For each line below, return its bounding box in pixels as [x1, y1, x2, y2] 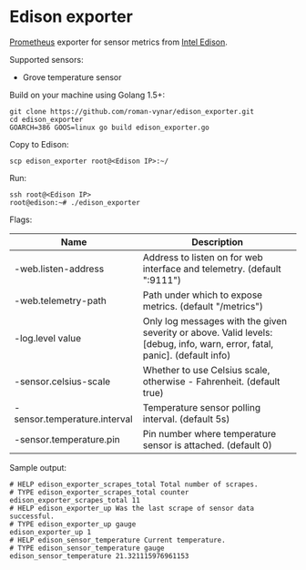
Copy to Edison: [9, 138, 69, 149]
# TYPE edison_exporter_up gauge [9, 519, 137, 529]
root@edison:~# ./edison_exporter [9, 198, 141, 207]
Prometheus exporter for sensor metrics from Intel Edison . [9, 36, 228, 47]
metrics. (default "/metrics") [142, 300, 264, 312]
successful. [9, 512, 55, 521]
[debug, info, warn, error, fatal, [142, 337, 274, 350]
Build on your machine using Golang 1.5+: [9, 89, 166, 100]
